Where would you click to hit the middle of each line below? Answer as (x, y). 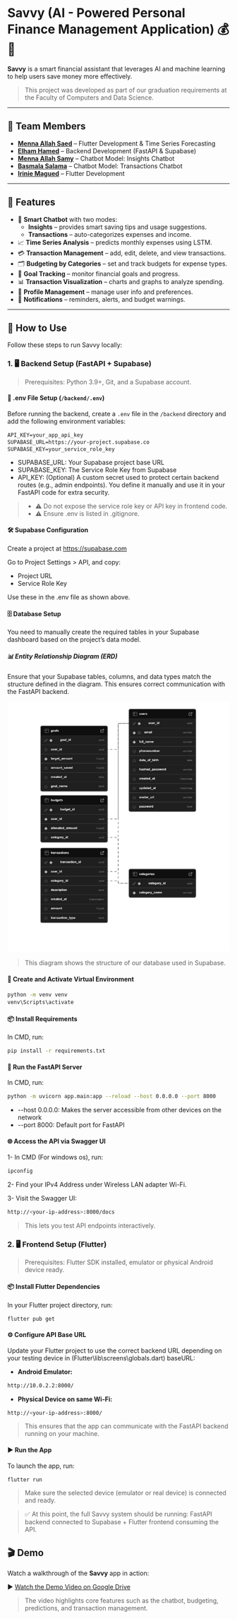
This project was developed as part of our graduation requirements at (126, 90)
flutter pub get (31, 1319)
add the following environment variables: (66, 421)
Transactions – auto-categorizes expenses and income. (110, 234)
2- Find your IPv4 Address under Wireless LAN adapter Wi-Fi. (97, 1184)
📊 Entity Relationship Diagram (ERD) (62, 656)
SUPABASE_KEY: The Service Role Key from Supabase (97, 470)
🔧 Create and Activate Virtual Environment (71, 979)
